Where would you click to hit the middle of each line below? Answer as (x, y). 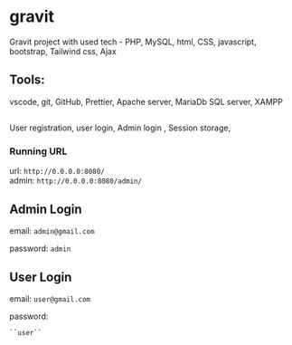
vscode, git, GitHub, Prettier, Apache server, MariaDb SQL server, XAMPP (146, 101)
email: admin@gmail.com (52, 231)
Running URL (38, 151)
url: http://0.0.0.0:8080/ (57, 171)
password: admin (40, 249)
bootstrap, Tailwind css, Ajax (63, 51)
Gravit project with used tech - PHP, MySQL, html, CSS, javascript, (133, 42)
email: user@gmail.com (50, 299)
